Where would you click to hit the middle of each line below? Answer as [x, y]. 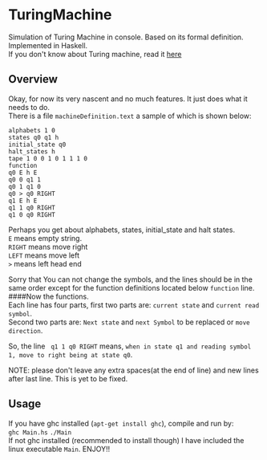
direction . [26, 330]
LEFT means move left [44, 255]
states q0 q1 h [34, 137]
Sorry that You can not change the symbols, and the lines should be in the [130, 279]
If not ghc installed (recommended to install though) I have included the [126, 440]
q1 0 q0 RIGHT [32, 214]
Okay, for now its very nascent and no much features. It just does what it [128, 99]
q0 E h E [23, 173]
